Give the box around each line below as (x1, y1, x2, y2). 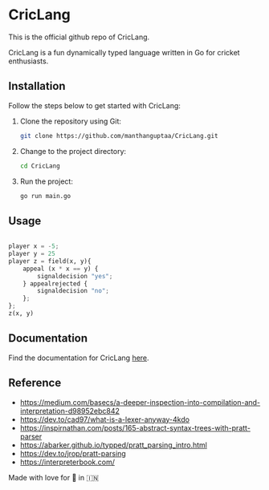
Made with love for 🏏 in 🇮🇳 (8, 472, 99, 482)
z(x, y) (8, 310, 35, 318)
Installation (8, 79, 66, 93)
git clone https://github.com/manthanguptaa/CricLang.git (19, 132, 218, 140)
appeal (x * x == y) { (22, 265, 99, 273)
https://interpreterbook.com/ (19, 457, 115, 467)
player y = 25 (8, 250, 56, 258)
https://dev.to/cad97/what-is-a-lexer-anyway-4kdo (19, 415, 190, 424)
